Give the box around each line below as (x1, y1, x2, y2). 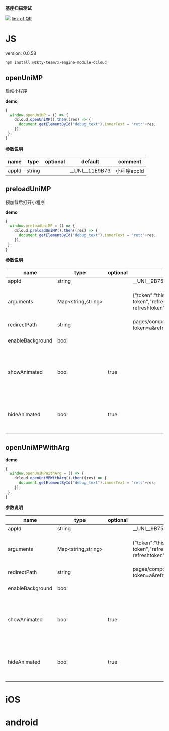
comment (118, 158, 142, 165)
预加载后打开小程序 (5, 199, 45, 205)
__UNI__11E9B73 (69, 167, 111, 174)
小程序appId (115, 167, 144, 174)
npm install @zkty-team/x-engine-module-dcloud (5, 60, 107, 65)
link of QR (11, 16, 32, 22)
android (5, 717, 39, 728)
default (81, 158, 99, 165)
